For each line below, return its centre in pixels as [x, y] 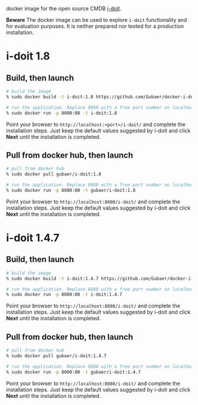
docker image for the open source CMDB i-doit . [64, 9]
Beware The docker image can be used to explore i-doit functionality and [97, 20]
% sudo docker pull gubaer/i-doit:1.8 [54, 174]
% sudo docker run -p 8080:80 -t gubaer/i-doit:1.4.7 [74, 372]
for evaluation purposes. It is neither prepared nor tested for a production [95, 26]
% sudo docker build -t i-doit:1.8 [50, 97]
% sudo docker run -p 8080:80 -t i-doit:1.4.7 [64, 295]
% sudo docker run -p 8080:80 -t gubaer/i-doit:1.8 [71, 190]
